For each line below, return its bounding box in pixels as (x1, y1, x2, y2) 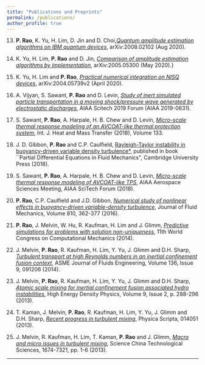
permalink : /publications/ (7, 15, 75, 21)
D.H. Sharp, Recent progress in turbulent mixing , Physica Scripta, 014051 (15, 315, 198, 322)
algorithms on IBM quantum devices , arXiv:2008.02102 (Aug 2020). (15, 43, 186, 50)
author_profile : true (7, 20, 62, 26)
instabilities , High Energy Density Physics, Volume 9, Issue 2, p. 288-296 (15, 290, 199, 298)
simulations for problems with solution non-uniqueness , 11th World (15, 228, 183, 235)
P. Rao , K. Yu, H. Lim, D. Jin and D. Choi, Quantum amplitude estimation (15, 37, 194, 44)
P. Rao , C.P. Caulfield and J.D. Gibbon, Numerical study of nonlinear (15, 197, 187, 204)
